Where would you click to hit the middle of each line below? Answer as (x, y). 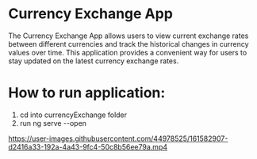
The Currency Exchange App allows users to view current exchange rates (128, 36)
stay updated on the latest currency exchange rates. (94, 61)
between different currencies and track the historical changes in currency (128, 44)
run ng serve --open (53, 123)
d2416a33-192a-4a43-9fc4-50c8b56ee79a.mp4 (88, 146)
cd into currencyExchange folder (73, 115)
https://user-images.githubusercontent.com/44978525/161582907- (118, 138)
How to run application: (87, 93)
